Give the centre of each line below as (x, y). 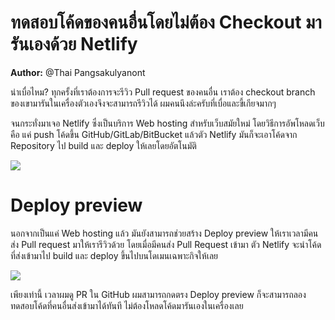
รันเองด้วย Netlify (74, 44)
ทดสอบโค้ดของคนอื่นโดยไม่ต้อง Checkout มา (166, 22)
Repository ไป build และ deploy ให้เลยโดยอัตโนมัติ (103, 145)
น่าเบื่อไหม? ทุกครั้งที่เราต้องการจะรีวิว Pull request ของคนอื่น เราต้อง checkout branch (163, 92)
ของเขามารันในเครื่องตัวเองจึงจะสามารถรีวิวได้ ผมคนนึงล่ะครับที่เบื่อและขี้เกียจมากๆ (143, 103)
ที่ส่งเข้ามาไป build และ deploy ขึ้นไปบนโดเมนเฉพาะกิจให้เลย (114, 255)
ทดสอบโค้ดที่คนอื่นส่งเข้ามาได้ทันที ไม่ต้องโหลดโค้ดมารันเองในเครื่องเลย (127, 305)
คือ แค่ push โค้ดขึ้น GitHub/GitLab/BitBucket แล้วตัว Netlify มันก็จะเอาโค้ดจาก (154, 134)
